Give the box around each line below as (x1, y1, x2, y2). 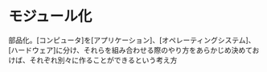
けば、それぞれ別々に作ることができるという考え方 (8, 55, 178, 65)
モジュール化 (8, 7, 92, 26)
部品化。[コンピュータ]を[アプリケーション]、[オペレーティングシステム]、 (8, 35, 256, 45)
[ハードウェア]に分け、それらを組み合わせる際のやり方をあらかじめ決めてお (8, 45, 260, 54)
